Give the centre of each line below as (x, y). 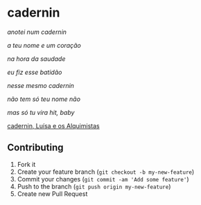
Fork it (26, 164)
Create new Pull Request (52, 194)
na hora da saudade (36, 59)
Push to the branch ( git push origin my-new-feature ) (94, 186)
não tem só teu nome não (44, 99)
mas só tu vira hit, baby (41, 112)
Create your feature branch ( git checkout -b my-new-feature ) (106, 172)
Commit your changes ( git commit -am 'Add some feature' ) (103, 179)
